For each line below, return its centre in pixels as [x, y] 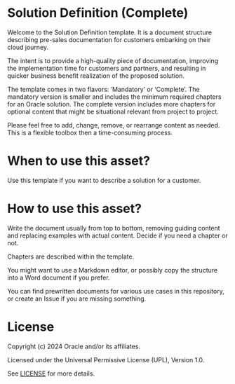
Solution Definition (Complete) [98, 13]
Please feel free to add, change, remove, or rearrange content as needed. [114, 125]
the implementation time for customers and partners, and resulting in [107, 68]
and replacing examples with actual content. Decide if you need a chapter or [117, 235]
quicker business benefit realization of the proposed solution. [96, 76]
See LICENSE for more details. [51, 373]
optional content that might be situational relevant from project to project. [113, 111]
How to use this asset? [75, 209]
